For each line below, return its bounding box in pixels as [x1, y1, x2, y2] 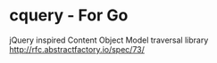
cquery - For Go [9, 5, 129, 26]
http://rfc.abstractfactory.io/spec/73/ [9, 43, 146, 54]
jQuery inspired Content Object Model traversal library [9, 35, 209, 45]
